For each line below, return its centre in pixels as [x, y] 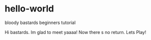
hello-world [29, 9]
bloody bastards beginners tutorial [40, 22]
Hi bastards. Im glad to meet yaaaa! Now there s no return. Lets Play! [75, 32]
